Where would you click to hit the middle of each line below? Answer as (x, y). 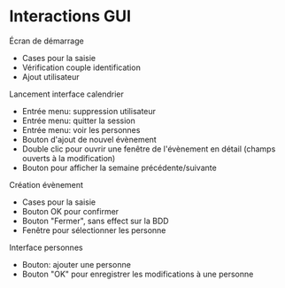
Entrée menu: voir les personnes (81, 129)
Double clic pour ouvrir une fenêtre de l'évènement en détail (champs (149, 149)
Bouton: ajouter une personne (76, 264)
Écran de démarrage (46, 41)
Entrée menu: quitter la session (78, 121)
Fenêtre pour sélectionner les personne (94, 230)
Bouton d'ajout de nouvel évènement (89, 139)
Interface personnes (46, 247)
